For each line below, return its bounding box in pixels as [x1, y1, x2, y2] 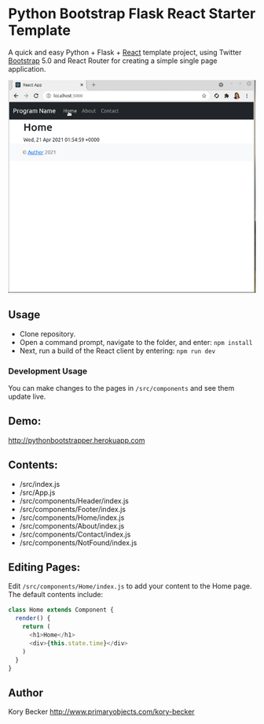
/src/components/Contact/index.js [19, 529, 131, 539]
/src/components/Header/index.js [19, 496, 130, 505]
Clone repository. [19, 329, 76, 339]
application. [8, 64, 46, 73]
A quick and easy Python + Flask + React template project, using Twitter [8, 47, 242, 57]
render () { [15, 614, 51, 622]
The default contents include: [8, 590, 104, 600]
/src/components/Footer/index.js [19, 504, 126, 514]
